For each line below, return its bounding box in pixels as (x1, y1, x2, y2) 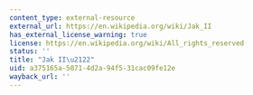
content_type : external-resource (9, 13, 136, 23)
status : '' (9, 47, 51, 56)
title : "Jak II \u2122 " (9, 55, 95, 64)
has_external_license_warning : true (9, 30, 147, 39)
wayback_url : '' (9, 72, 70, 81)
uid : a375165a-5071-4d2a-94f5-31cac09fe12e (9, 64, 176, 73)
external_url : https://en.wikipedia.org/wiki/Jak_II (9, 22, 212, 31)
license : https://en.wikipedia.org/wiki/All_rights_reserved (9, 38, 245, 48)
